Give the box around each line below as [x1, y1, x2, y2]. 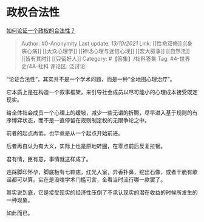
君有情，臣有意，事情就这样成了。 [6, 155, 92, 162]
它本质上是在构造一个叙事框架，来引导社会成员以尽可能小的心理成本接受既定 [6, 88, 198, 95]
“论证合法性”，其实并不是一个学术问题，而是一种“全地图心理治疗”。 [6, 75, 175, 83]
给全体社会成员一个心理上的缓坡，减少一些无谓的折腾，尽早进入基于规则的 [6, 109, 192, 116]
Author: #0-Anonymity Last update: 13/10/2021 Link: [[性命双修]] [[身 [21, 40, 193, 47]
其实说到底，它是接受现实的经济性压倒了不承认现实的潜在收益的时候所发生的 [6, 189, 198, 196]
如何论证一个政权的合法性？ [6, 27, 76, 34]
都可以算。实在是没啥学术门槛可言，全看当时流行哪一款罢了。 [11, 176, 166, 183]
